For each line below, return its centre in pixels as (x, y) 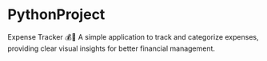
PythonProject (56, 15)
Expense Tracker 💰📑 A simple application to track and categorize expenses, (133, 36)
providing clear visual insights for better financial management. (112, 48)
